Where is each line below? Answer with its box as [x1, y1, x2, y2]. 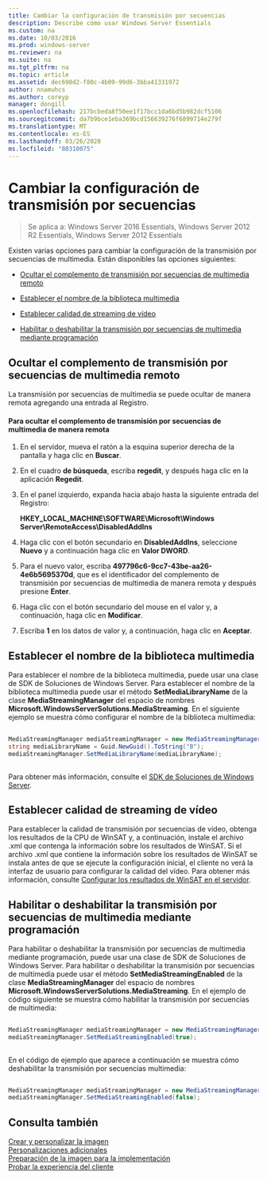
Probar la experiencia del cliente [8, 1162, 114, 1172]
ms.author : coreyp [8, 93, 69, 101]
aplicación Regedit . [19, 475, 84, 484]
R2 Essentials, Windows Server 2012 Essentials [27, 231, 183, 240]
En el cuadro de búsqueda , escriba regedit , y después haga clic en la [19, 466, 249, 475]
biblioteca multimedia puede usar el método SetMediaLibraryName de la [8, 687, 248, 696]
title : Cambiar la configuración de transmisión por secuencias [8, 11, 226, 20]
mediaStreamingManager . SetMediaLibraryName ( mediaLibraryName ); [8, 750, 222, 758]
